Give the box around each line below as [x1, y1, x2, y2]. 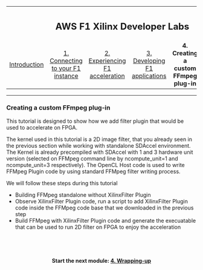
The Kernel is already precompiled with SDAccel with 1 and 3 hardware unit [6, 148, 193, 156]
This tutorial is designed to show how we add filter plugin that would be [6, 117, 184, 125]
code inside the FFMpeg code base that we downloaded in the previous [14, 204, 194, 211]
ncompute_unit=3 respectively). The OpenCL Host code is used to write [6, 161, 185, 168]
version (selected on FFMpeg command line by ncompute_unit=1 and [6, 154, 178, 162]
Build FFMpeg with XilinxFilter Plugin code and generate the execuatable [14, 217, 196, 224]
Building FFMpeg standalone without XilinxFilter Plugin [14, 191, 151, 199]
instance [54, 71, 79, 80]
